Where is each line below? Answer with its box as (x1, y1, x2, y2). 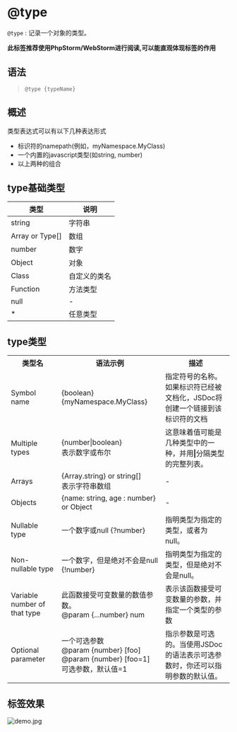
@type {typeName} (24, 86, 76, 93)
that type (11, 608, 41, 618)
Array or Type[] (11, 231, 62, 241)
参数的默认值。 (171, 671, 222, 681)
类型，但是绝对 (164, 560, 215, 570)
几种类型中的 (164, 438, 208, 448)
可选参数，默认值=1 (61, 664, 128, 674)
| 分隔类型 (193, 448, 224, 458)
